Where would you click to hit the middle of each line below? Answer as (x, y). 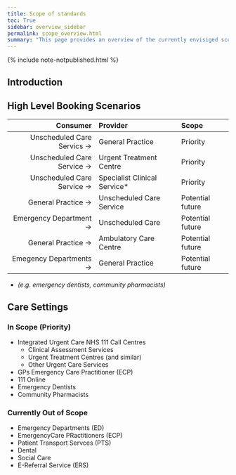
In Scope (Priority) (39, 327)
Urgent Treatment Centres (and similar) (85, 357)
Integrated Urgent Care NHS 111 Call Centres (81, 342)
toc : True (22, 20)
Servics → (76, 146)
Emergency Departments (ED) (61, 428)
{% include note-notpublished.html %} (63, 60)
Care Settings (38, 307)
